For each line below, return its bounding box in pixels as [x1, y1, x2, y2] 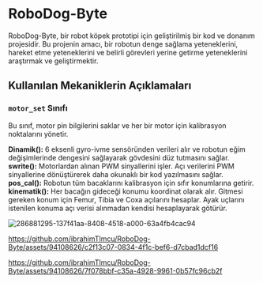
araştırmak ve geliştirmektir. [8, 56, 99, 66]
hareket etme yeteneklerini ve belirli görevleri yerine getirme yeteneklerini [8, 47, 248, 57]
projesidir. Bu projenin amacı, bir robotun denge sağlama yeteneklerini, [8, 39, 239, 48]
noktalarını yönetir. [8, 129, 69, 138]
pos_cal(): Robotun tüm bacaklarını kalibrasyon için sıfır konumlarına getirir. [8, 178, 254, 187]
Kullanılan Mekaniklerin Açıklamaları [8, 79, 192, 92]
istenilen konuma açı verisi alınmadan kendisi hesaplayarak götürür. [8, 203, 227, 213]
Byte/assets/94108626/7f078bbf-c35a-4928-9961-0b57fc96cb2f [8, 266, 223, 275]
